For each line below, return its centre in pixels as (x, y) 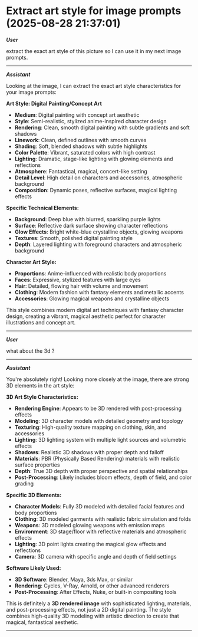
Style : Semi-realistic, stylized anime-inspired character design (90, 121)
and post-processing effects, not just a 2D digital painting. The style (89, 609)
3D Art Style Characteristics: (42, 397)
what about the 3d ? (30, 351)
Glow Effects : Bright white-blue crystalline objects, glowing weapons (99, 232)
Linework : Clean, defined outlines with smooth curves (80, 140)
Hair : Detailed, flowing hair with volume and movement (81, 286)
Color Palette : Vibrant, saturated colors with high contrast (85, 152)
